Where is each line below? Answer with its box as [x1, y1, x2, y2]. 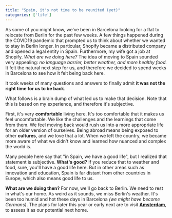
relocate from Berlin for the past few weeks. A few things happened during [5, 32, 163, 38]
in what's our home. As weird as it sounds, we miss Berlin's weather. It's [5, 190, 158, 196]
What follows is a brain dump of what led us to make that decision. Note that [5, 95, 167, 102]
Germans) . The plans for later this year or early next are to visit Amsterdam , [5, 201, 167, 208]
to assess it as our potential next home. [5, 207, 88, 213]
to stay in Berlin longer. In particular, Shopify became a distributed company [5, 43, 166, 49]
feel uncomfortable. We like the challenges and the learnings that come [5, 116, 157, 122]
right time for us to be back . [5, 85, 66, 91]
